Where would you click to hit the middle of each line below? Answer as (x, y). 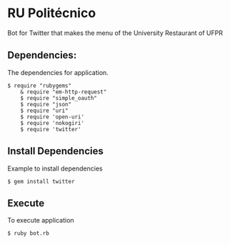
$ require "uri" (45, 111)
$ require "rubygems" (40, 86)
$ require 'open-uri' (52, 117)
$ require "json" (46, 104)
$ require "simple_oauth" (59, 98)
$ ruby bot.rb (29, 233)
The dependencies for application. (58, 72)
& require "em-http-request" (64, 92)
